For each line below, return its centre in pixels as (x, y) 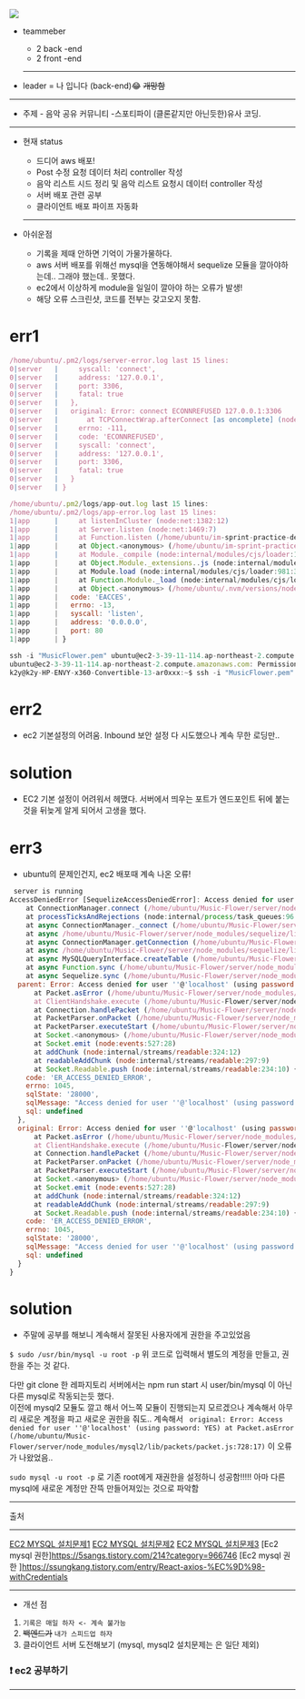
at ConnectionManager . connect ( (87, 908)
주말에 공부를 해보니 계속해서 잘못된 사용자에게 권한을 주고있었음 (137, 1335)
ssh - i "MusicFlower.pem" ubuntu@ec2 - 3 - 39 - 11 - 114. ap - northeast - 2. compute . (154, 655)
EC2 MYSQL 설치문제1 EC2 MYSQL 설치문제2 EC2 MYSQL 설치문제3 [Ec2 (144, 1544)
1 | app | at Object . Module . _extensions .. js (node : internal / (142, 563)
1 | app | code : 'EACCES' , (70, 597)
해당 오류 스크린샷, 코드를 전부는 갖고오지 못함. (118, 299)
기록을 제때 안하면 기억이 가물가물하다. (104, 253)
